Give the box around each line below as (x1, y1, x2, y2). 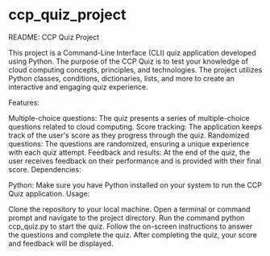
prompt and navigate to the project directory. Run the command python (8, 213, 245, 222)
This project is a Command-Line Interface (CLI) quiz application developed (8, 47, 256, 57)
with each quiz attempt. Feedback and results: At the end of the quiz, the (8, 147, 251, 157)
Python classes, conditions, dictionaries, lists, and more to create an (8, 73, 235, 83)
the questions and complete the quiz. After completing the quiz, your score (8, 229, 258, 239)
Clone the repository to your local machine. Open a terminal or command (8, 204, 251, 214)
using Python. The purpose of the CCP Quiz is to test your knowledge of (8, 56, 248, 66)
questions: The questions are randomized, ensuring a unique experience (8, 138, 250, 148)
